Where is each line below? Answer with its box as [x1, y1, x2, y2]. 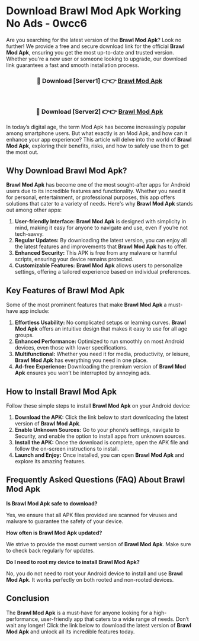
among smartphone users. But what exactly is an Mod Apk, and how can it [6, 129, 188, 137]
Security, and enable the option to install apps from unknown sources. [14, 432, 186, 440]
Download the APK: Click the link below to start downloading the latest [14, 414, 188, 421]
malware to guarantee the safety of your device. [6, 517, 124, 525]
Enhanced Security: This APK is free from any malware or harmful [14, 249, 178, 257]
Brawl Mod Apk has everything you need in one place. [14, 357, 148, 364]
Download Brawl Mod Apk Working [6, 4, 182, 18]
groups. [14, 332, 34, 339]
